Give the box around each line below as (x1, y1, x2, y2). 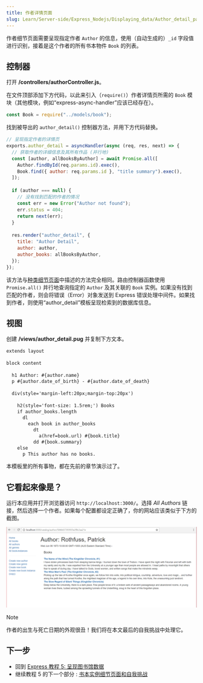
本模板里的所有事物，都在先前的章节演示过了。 (6, 462, 123, 470)
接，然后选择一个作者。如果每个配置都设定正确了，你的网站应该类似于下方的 (6, 507, 197, 515)
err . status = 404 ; (17, 207, 63, 213)
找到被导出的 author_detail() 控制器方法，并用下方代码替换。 (6, 124, 161, 131)
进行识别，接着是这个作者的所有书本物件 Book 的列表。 (6, 42, 142, 49)
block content (6, 361, 42, 367)
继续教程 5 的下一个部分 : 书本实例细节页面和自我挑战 (14, 670, 148, 678)
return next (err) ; (17, 213, 63, 219)
